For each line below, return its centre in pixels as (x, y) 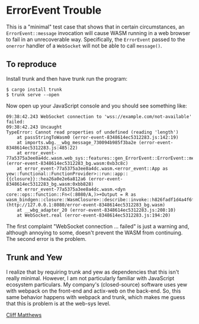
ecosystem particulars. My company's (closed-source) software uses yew (97, 284)
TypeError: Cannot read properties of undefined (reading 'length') (92, 132)
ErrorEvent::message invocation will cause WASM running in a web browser (98, 33)
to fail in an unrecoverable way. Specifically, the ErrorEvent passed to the (96, 39)
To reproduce (32, 64)
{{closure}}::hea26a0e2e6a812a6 (46, 179)
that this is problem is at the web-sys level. (58, 303)
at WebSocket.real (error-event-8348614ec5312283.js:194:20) (94, 215)
